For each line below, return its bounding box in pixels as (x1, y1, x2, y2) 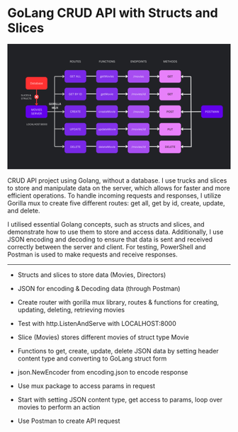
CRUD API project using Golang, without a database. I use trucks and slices (7, 176, 227, 185)
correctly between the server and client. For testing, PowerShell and (7, 243, 207, 251)
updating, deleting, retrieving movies (17, 306, 125, 314)
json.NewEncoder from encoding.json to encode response (17, 368, 188, 377)
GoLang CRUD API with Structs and (7, 5, 218, 21)
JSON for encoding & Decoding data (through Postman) (17, 285, 181, 293)
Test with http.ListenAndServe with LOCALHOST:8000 (17, 319, 176, 328)
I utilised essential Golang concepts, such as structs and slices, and (7, 220, 205, 229)
